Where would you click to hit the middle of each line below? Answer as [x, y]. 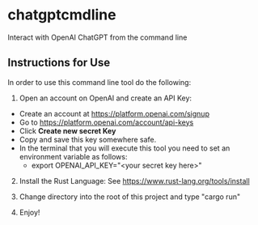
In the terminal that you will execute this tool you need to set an [125, 148]
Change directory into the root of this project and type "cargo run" [129, 197]
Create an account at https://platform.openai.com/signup [114, 113]
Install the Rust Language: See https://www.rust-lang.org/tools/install [134, 180]
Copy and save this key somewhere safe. [88, 139]
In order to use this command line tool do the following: [99, 82]
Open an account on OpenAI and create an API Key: [105, 98]
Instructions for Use [59, 63]
